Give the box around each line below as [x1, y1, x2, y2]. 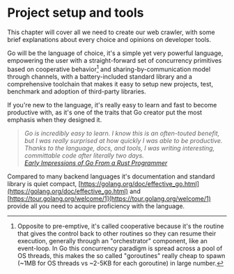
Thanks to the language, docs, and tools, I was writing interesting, [24, 144, 215, 152]
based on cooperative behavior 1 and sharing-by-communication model [7, 63, 211, 73]
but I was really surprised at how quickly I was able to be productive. [24, 136, 223, 144]
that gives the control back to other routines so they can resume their [17, 229, 217, 238]
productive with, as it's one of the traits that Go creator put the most [7, 108, 203, 116]
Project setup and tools [7, 5, 144, 21]
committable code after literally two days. [24, 151, 144, 160]
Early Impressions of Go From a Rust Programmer [24, 158, 168, 167]
